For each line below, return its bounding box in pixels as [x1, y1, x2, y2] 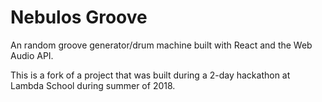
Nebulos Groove [10, 6, 148, 29]
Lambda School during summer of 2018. [10, 79, 176, 91]
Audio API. [10, 49, 54, 61]
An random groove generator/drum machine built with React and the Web [10, 39, 313, 51]
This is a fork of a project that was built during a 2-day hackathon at [10, 69, 291, 81]
